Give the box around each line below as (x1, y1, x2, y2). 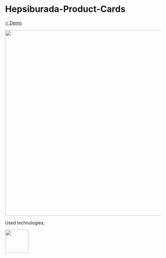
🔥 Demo (5, 20, 22, 26)
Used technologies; (5, 219, 45, 226)
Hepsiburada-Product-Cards (5, 3, 126, 15)
